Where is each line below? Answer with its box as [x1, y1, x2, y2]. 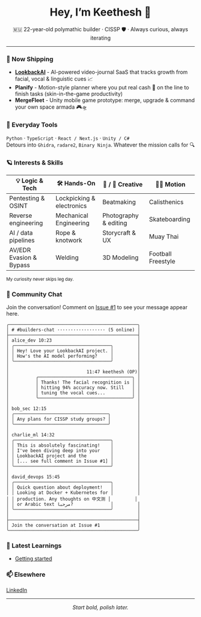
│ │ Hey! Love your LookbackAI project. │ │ [6, 348, 141, 354]
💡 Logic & [16, 176, 44, 185]
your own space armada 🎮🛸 [14, 103, 88, 110]
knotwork [56, 236, 83, 244]
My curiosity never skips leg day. [6, 276, 74, 282]
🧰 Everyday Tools [6, 121, 58, 129]
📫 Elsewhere [6, 570, 46, 579]
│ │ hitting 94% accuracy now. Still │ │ [6, 385, 141, 391]
